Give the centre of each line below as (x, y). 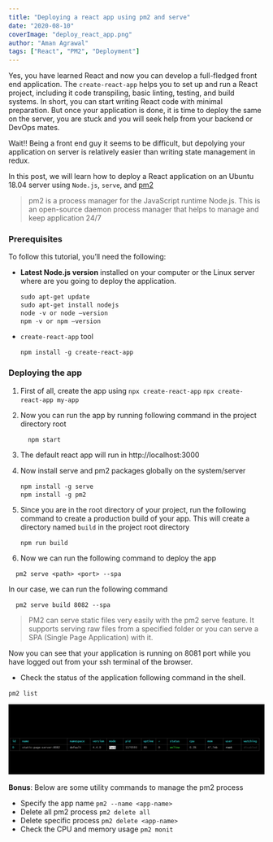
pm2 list (23, 693)
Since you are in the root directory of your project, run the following (133, 509)
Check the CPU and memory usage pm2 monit (97, 829)
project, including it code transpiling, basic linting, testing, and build (121, 93)
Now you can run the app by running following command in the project (139, 415)
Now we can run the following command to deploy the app (118, 558)
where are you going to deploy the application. (98, 281)
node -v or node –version (64, 313)
